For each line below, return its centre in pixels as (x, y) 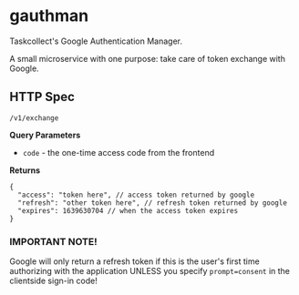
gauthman (49, 16)
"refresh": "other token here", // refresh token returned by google (152, 203)
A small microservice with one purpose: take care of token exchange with (147, 58)
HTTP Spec (42, 97)
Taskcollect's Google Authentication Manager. (96, 41)
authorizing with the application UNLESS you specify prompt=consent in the (149, 271)
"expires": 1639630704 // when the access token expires (128, 210)
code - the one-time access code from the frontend (119, 152)
